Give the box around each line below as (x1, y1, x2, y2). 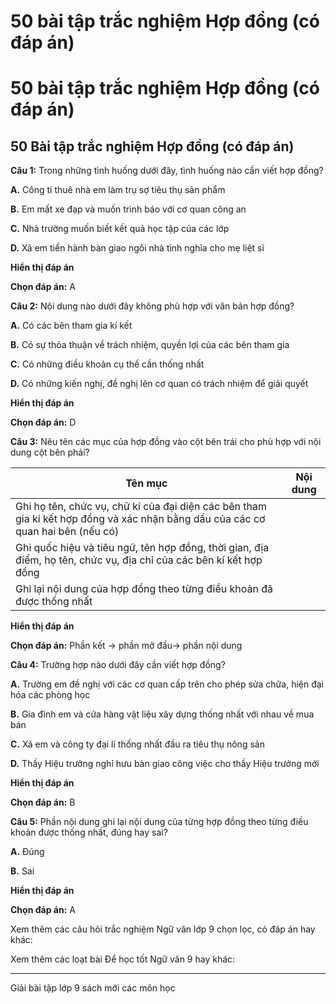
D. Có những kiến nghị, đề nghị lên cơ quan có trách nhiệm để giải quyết (10, 378, 309, 390)
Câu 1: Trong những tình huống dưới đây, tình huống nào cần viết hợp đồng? (10, 165, 324, 177)
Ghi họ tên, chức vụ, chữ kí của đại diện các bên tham (15, 500, 268, 514)
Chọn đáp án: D (10, 416, 77, 429)
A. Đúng (10, 846, 45, 858)
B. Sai (10, 865, 35, 877)
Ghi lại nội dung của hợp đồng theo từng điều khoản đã (15, 582, 274, 596)
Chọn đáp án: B (10, 796, 76, 809)
